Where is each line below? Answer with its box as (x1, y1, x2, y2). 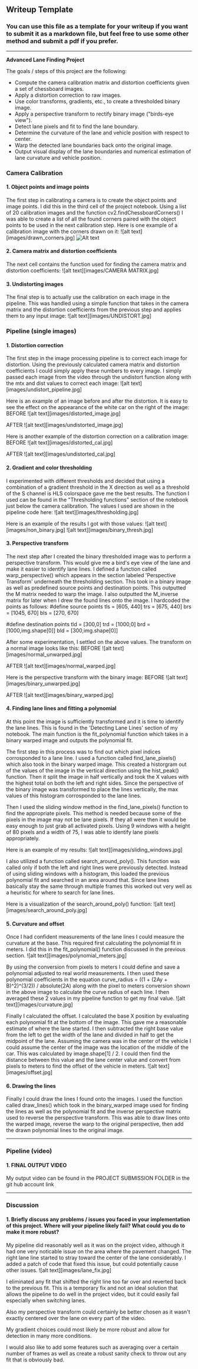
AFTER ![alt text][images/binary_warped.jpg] (6, 691, 114, 698)
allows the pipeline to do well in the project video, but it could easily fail (6, 1291, 179, 1298)
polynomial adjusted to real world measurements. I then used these (6, 970, 170, 977)
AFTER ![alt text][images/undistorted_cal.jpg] (6, 450, 115, 458)
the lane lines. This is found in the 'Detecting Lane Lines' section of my (6, 724, 178, 731)
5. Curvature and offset (6, 920, 65, 927)
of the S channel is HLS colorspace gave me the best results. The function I (6, 489, 190, 497)
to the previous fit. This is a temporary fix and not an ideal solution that (6, 1284, 178, 1291)
